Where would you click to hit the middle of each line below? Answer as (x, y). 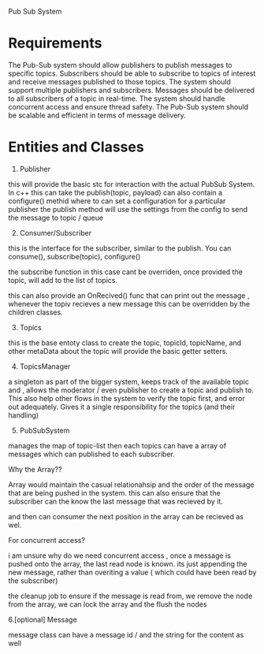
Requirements (55, 43)
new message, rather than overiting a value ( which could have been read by (132, 572)
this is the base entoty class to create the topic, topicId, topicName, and (125, 343)
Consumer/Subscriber (56, 232)
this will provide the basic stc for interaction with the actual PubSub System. (132, 184)
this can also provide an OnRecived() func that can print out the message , (129, 295)
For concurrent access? (46, 540)
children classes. (35, 312)
